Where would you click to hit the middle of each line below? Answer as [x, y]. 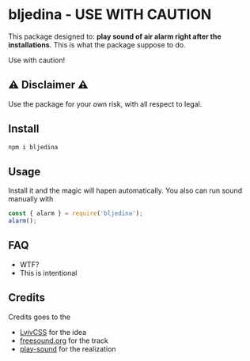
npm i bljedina [33, 147]
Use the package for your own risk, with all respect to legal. [105, 103]
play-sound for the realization [68, 348]
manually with [31, 199]
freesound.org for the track [64, 340]
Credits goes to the [40, 317]
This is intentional [48, 273]
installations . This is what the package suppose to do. [97, 44]
